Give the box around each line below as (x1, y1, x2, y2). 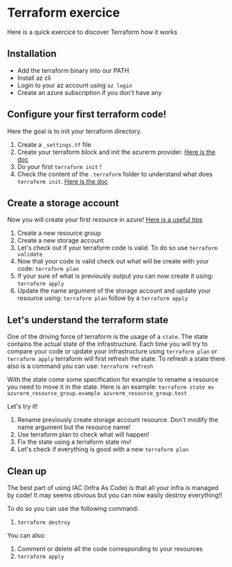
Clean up (7, 465, 47, 477)
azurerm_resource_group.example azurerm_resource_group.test (7, 390, 188, 397)
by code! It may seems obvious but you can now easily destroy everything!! (7, 491, 223, 499)
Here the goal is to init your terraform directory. (7, 127, 142, 135)
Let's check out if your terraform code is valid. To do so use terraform (17, 244, 218, 252)
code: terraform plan (17, 265, 80, 273)
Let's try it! (7, 402, 38, 410)
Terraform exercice (7, 5, 120, 21)
